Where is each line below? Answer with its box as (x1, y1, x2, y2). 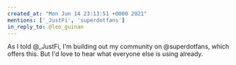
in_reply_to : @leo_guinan (7, 23, 84, 30)
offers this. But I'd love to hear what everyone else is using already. (7, 50, 203, 58)
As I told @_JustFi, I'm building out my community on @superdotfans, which (7, 43, 230, 51)
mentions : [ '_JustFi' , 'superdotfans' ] (7, 17, 125, 24)
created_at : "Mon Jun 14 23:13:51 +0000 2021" (7, 10, 147, 17)
